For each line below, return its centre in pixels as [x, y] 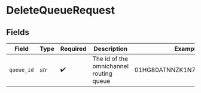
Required [73, 49]
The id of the [110, 59]
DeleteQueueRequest [61, 10]
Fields [18, 32]
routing [102, 73]
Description [110, 49]
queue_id [22, 70]
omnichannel [111, 66]
